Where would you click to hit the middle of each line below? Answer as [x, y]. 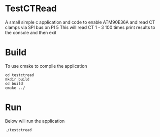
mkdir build [17, 79]
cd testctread [20, 75]
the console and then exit [31, 32]
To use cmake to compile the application [46, 66]
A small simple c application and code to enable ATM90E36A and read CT [80, 22]
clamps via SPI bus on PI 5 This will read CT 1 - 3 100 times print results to [80, 27]
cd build [14, 83]
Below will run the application [35, 121]
